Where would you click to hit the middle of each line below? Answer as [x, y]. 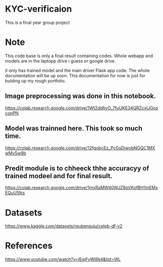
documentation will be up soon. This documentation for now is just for [75, 75]
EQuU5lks [15, 193]
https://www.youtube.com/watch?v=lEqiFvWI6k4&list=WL [63, 259]
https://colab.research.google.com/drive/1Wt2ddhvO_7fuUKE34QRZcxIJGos [81, 108]
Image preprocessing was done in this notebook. [81, 96]
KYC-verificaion [38, 9]
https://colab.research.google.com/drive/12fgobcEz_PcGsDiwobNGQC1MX [80, 148]
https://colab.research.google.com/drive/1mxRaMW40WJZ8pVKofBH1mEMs [81, 188]
